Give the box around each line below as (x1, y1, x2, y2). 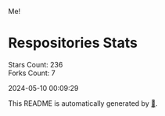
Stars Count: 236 (8, 60, 63, 69)
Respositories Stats (8, 34, 138, 52)
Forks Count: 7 (8, 68, 56, 78)
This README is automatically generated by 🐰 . (8, 98, 158, 108)
